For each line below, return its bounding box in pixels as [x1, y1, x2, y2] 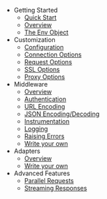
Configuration [24, 43, 64, 51]
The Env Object [24, 28, 69, 36]
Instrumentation [24, 117, 69, 125]
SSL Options [24, 66, 60, 73]
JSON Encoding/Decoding [24, 110, 100, 118]
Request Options [24, 58, 72, 66]
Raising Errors [24, 132, 65, 140]
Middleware [13, 80, 48, 88]
